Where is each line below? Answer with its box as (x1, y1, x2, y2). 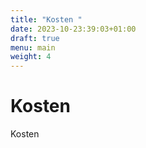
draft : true (10, 33, 60, 43)
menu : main (10, 42, 56, 53)
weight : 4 (10, 52, 52, 62)
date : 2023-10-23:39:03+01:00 (10, 24, 137, 34)
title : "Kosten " (10, 14, 83, 25)
